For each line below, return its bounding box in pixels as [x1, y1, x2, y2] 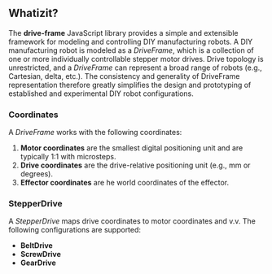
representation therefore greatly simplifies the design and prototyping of [8, 80, 252, 89]
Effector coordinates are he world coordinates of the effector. [20, 178, 230, 188]
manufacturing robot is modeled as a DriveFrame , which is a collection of [8, 45, 254, 55]
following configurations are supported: [8, 225, 141, 235]
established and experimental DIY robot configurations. [8, 89, 194, 98]
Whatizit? [8, 7, 59, 20]
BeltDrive [20, 241, 53, 250]
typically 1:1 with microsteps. [20, 152, 116, 162]
